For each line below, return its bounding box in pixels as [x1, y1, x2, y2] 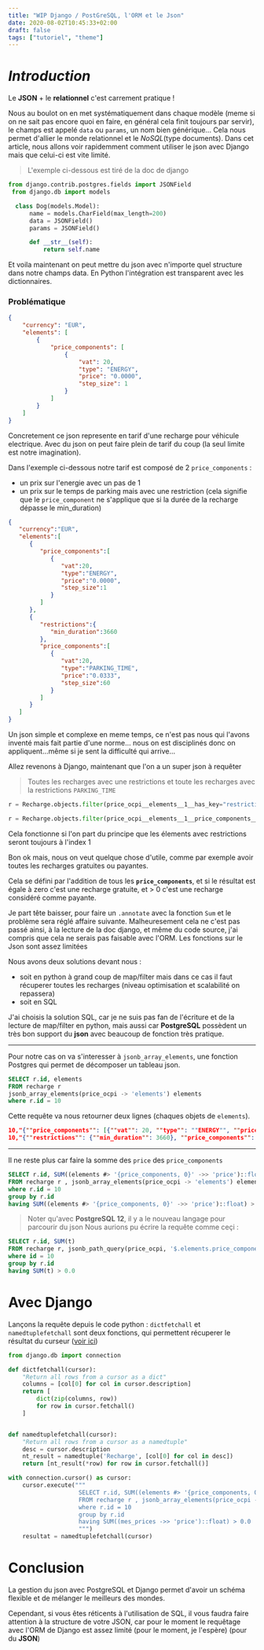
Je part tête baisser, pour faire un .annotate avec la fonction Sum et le [8, 908, 232, 917]
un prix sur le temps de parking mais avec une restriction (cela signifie [19, 486, 247, 495]
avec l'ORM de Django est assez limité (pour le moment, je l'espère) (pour [8, 1625, 247, 1634]
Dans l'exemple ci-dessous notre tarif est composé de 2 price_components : [8, 462, 252, 472]
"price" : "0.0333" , [60, 672, 122, 680]
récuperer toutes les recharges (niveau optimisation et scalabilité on [19, 980, 240, 989]
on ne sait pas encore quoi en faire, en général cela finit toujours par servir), [8, 117, 255, 127]
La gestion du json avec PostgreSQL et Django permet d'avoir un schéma [8, 1585, 246, 1594]
